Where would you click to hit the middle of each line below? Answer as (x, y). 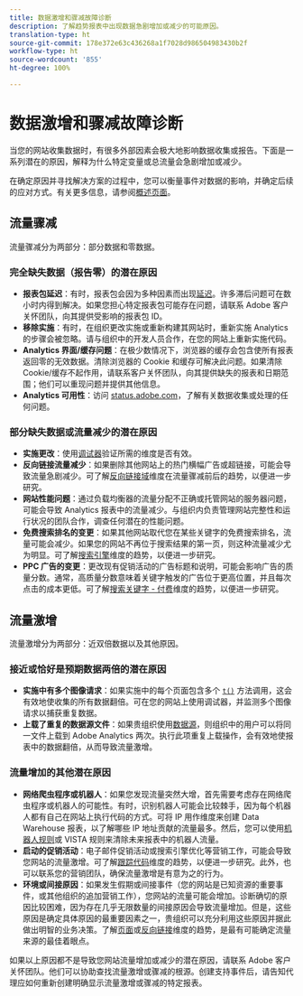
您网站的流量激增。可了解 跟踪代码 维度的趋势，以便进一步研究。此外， (153, 861)
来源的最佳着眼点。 (58, 941)
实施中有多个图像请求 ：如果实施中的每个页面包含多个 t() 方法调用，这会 (157, 691)
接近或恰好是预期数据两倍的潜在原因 (88, 669)
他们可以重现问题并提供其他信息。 (101, 384)
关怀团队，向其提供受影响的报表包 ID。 (95, 316)
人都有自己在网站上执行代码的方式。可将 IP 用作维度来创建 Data (141, 816)
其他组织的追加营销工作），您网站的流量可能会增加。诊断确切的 (163, 896)
